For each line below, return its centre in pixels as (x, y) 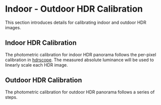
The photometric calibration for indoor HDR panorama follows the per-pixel (81, 54)
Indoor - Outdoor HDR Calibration (74, 9)
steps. (11, 97)
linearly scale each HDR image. (36, 65)
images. (13, 27)
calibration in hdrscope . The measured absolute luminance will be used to (80, 60)
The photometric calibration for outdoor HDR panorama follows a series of (80, 92)
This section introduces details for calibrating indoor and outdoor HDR (76, 22)
